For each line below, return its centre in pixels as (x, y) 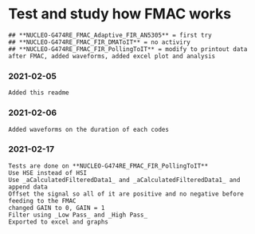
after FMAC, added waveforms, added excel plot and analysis (112, 56)
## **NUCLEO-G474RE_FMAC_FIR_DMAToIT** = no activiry (100, 42)
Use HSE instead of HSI (48, 173)
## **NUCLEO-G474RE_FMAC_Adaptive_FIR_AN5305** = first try (110, 35)
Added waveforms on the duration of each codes (89, 129)
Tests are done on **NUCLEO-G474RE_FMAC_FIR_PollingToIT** (108, 166)
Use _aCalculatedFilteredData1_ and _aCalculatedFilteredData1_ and (124, 180)
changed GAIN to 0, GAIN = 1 (57, 208)
